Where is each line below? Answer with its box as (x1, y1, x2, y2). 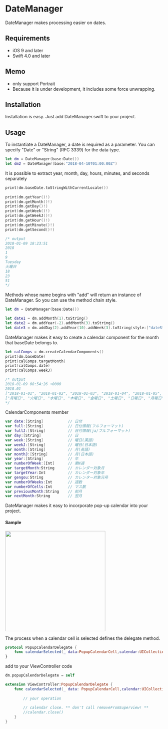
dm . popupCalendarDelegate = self (5, 673, 75, 678)
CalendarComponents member (5, 409, 69, 415)
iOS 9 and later (12, 47, 43, 53)
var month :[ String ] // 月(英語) (5, 447, 90, 452)
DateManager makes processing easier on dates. (5, 20, 106, 26)
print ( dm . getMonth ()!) (5, 199, 52, 204)
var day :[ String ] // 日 (5, 433, 78, 438)
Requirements (5, 34, 50, 43)
